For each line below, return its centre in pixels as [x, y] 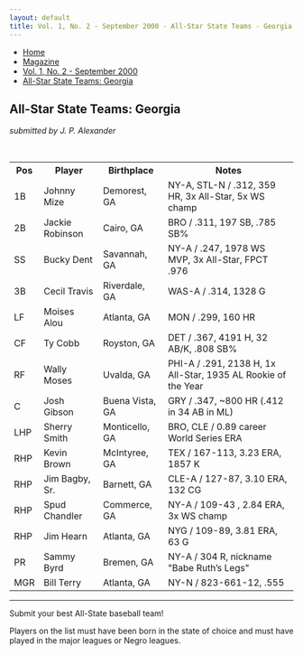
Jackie [58, 222]
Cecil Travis [69, 292]
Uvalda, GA [127, 375]
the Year [186, 387]
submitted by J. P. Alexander [63, 131]
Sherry [58, 427]
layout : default [40, 18]
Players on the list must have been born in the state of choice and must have [151, 631]
